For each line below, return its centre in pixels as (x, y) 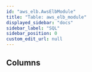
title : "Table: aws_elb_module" (46, 17)
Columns (23, 63)
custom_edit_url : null (34, 39)
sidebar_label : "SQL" (33, 28)
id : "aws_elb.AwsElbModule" (41, 12)
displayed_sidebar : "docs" (40, 22)
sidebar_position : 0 (32, 34)
